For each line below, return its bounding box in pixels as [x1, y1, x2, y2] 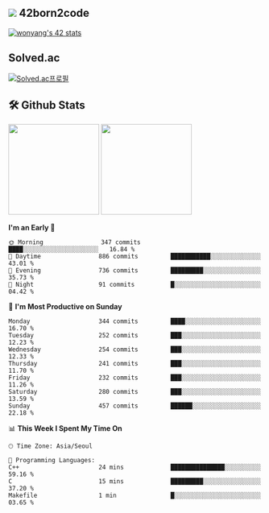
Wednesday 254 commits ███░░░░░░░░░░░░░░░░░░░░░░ [8, 345, 262, 354]
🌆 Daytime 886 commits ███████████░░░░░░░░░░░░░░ [8, 253, 262, 261]
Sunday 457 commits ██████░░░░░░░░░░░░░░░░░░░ [8, 402, 262, 410]
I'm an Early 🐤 [8, 223, 56, 233]
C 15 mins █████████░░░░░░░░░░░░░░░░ [8, 478, 262, 486]
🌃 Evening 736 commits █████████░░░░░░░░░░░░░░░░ [8, 267, 262, 275]
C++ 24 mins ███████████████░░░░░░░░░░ [8, 463, 262, 472]
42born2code [19, 6, 90, 20]
